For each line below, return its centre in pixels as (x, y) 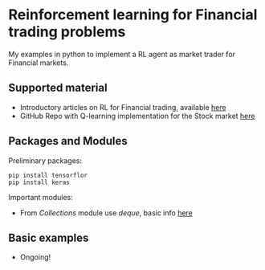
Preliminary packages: (45, 160)
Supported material (58, 88)
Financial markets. (39, 63)
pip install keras (39, 182)
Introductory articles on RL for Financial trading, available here (123, 107)
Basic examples (49, 237)
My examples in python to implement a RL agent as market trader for (122, 54)
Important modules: (41, 197)
